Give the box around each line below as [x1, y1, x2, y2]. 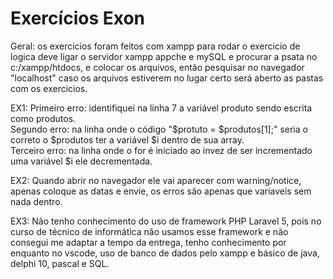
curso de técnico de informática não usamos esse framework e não [10, 225, 289, 237]
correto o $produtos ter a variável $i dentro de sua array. [10, 133, 245, 146]
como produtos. [10, 112, 77, 124]
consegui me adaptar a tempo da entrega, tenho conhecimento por [10, 236, 287, 248]
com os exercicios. [10, 82, 88, 94]
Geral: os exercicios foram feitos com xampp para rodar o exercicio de [10, 40, 301, 52]
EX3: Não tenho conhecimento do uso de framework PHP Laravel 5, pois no [10, 215, 322, 227]
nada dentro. [10, 195, 63, 207]
